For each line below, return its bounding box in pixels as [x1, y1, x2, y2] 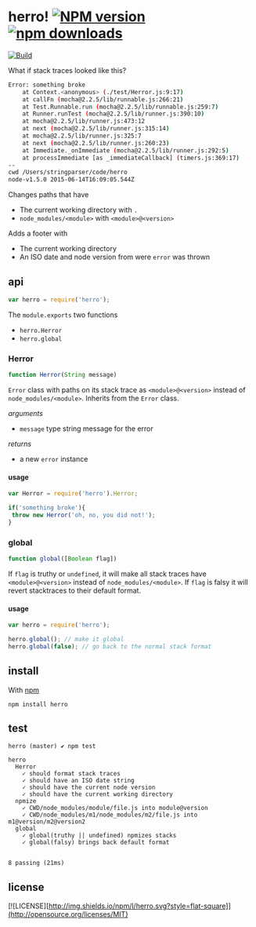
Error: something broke [8, 81, 86, 89]
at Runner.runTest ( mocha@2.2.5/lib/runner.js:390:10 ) [22, 110, 205, 118]
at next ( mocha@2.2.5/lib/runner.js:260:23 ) [22, 139, 170, 147]
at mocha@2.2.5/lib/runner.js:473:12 [22, 118, 146, 126]
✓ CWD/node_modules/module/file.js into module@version [22, 805, 209, 812]
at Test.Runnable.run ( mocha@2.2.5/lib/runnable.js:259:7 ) [22, 103, 219, 111]
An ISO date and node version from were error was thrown [19, 252, 210, 262]
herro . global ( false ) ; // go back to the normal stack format [8, 642, 212, 651]
